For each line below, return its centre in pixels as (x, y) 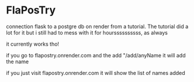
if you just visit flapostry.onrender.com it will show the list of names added (96, 73)
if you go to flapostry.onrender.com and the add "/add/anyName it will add (96, 55)
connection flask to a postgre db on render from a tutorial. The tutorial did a (97, 26)
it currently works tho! (33, 44)
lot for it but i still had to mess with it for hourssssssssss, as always (87, 32)
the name (18, 61)
